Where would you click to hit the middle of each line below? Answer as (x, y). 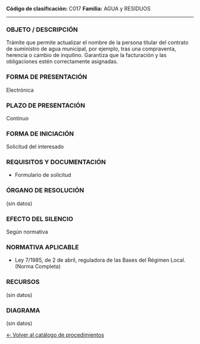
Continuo (17, 118)
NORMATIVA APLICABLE (43, 247)
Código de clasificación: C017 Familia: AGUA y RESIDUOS (78, 9)
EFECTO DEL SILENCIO (40, 218)
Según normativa (27, 232)
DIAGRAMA (23, 310)
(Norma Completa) (38, 267)
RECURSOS (23, 282)
